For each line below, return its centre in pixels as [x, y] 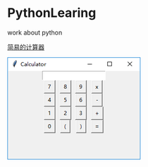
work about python [35, 32]
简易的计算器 [26, 47]
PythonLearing [52, 13]
